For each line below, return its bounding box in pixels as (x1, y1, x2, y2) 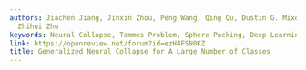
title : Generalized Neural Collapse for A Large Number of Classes (9, 47, 271, 56)
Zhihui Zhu (17, 22, 59, 31)
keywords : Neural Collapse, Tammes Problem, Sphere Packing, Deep (9, 30, 267, 39)
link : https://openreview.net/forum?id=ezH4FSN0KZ (9, 38, 206, 48)
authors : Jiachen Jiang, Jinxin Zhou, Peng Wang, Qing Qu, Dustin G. (9, 13, 280, 23)
